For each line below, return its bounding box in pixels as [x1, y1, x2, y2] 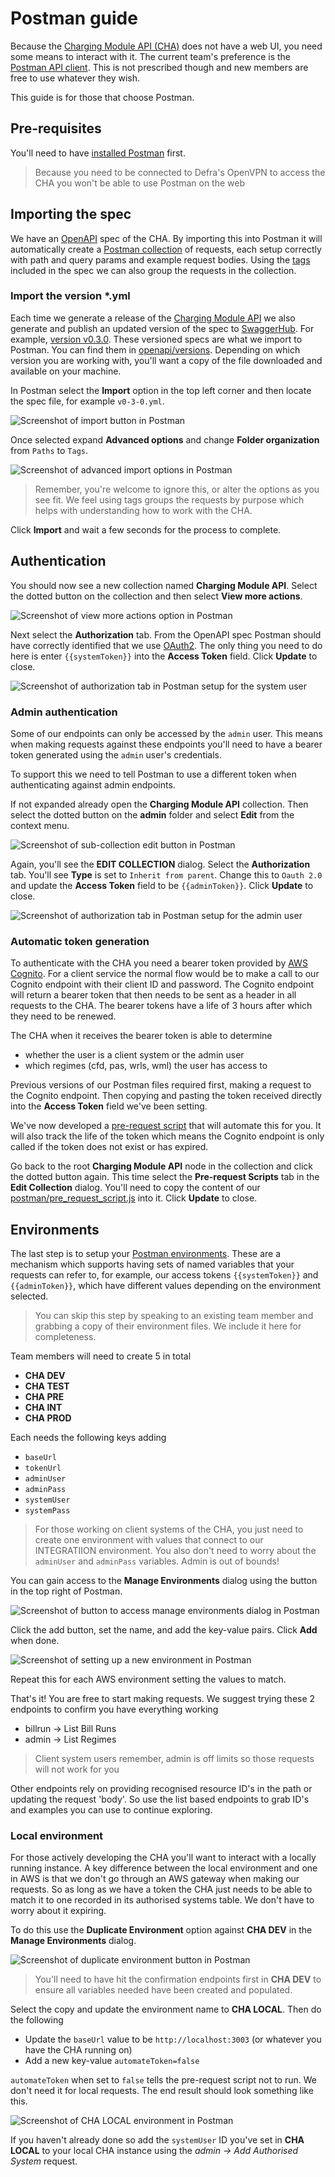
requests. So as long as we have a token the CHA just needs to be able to [10, 1883, 313, 1896]
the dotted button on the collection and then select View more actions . [10, 590, 303, 602]
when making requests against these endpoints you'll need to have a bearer [10, 738, 323, 750]
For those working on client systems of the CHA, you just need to [34, 1523, 304, 1536]
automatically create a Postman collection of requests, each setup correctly [10, 243, 322, 255]
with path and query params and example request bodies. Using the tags [10, 253, 311, 266]
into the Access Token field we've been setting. [10, 1100, 208, 1112]
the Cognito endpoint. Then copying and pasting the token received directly [10, 1090, 323, 1102]
